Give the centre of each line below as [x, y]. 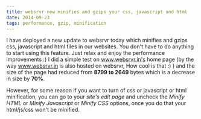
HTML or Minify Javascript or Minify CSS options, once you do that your [96, 103]
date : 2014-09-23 [28, 18]
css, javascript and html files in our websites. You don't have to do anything [100, 47]
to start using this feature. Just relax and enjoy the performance [86, 53]
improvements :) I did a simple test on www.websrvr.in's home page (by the [100, 59]
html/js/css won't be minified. [43, 110]
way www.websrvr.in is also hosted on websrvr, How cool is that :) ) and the [101, 66]
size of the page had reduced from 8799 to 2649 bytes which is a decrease [101, 72]
